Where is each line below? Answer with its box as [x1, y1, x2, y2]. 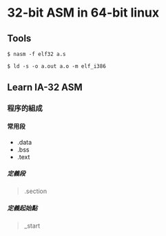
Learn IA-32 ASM [7, 82, 83, 93]
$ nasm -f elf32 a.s [7, 51, 67, 57]
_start [23, 221, 41, 230]
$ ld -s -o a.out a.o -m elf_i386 [7, 63, 107, 70]
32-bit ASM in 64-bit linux [7, 5, 160, 21]
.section [23, 187, 48, 195]
